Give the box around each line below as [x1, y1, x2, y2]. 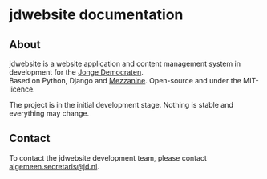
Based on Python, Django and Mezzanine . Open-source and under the [9, 76, 241, 85]
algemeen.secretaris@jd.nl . [9, 161, 99, 171]
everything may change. [9, 108, 90, 118]
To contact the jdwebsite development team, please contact [9, 153, 208, 162]
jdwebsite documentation [9, 6, 184, 24]
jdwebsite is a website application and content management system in [9, 59, 241, 68]
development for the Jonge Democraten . [9, 67, 144, 77]
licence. [9, 84, 35, 94]
